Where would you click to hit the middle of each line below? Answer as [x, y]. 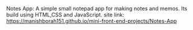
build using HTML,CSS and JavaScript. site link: [65, 15]
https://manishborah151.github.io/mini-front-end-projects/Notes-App [92, 21]
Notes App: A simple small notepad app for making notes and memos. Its [97, 9]
